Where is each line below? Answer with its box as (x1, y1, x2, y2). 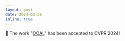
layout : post (5, 7, 33, 12)
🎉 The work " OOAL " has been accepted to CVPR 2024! (5, 30, 120, 36)
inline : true (5, 16, 33, 21)
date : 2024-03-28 (5, 12, 42, 17)
